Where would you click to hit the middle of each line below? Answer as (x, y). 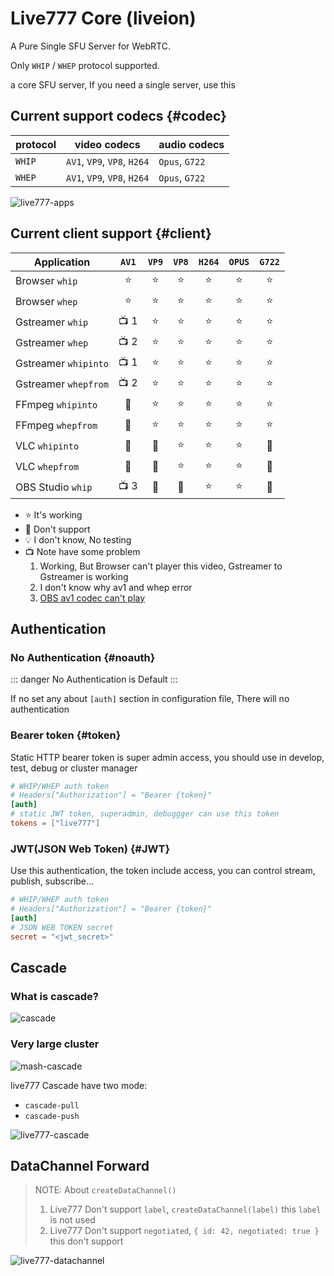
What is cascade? (54, 996)
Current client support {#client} (111, 233)
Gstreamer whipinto (62, 364)
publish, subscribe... (52, 881)
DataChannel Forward (80, 1165)
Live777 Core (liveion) (103, 18)
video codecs (107, 144)
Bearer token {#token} (66, 735)
